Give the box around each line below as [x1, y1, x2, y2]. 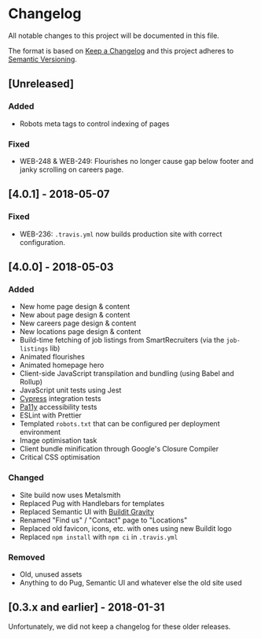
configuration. [19, 237, 65, 247]
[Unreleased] [8, 77, 75, 91]
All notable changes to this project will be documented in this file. [8, 31, 220, 40]
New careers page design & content [19, 318, 137, 328]
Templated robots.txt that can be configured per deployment [19, 419, 220, 429]
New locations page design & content [19, 327, 142, 336]
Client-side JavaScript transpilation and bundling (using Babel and [19, 369, 234, 378]
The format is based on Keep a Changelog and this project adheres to [8, 46, 234, 55]
